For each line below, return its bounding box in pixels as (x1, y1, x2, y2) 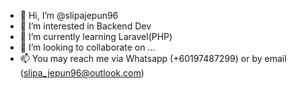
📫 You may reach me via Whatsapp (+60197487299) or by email (19, 53, 287, 64)
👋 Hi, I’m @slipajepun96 (19, 10, 119, 21)
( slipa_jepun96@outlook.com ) (19, 67, 145, 79)
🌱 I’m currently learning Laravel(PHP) (19, 31, 173, 42)
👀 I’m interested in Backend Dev (19, 20, 152, 32)
